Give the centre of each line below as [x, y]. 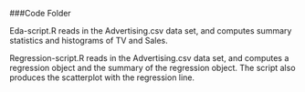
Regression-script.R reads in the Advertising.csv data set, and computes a [149, 58]
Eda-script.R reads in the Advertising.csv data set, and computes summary [151, 31]
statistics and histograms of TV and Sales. [89, 41]
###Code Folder [40, 13]
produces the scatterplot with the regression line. [102, 77]
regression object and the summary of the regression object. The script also [152, 68]
